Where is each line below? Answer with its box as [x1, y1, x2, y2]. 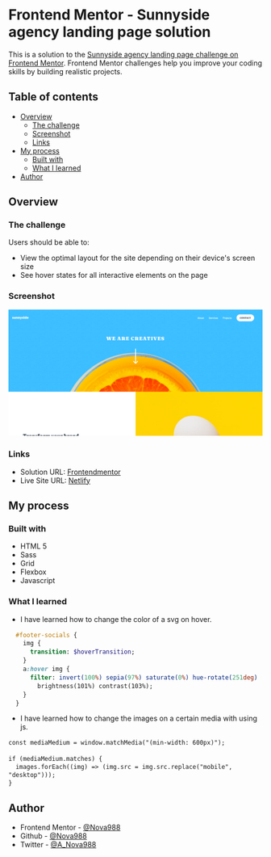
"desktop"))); [8, 771, 56, 779]
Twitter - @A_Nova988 [19, 840, 97, 850]
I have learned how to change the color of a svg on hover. [19, 614, 212, 624]
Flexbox [19, 567, 47, 577]
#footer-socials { [15, 631, 78, 639]
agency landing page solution [8, 23, 211, 41]
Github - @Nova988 [19, 831, 87, 841]
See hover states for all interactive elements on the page [19, 271, 208, 280]
